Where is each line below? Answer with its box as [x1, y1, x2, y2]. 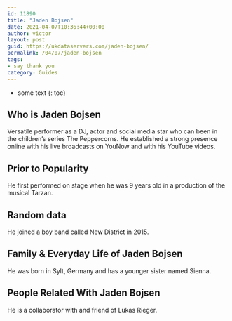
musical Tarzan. [7, 189, 53, 197]
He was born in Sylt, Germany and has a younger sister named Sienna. [7, 266, 212, 275]
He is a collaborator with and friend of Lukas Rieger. [7, 306, 158, 314]
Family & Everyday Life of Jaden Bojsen [7, 248, 184, 260]
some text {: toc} [17, 89, 67, 97]
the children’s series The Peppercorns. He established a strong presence [7, 135, 218, 143]
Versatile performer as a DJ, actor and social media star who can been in [7, 127, 218, 136]
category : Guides [7, 69, 58, 76]
